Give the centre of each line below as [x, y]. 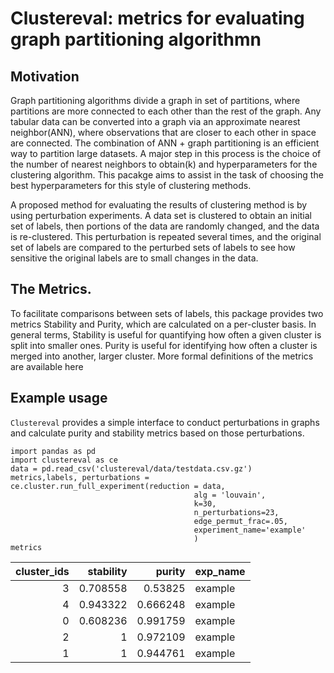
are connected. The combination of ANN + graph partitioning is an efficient [165, 143]
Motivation [45, 76]
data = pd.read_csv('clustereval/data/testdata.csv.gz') [131, 468]
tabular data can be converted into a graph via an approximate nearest [155, 121]
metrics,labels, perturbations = [80, 477]
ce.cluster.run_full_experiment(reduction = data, [118, 486]
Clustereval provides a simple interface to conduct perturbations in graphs [165, 422]
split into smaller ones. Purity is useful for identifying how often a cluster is [164, 345]
